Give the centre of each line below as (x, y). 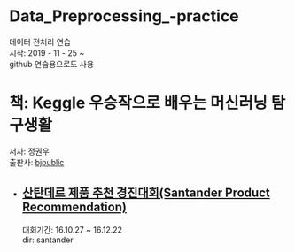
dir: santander (47, 240)
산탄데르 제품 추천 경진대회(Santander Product (146, 193)
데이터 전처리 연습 (40, 42)
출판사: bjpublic (37, 162)
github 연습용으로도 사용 (52, 64)
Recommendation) (74, 207)
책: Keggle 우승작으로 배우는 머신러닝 (139, 103)
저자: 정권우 (30, 151)
